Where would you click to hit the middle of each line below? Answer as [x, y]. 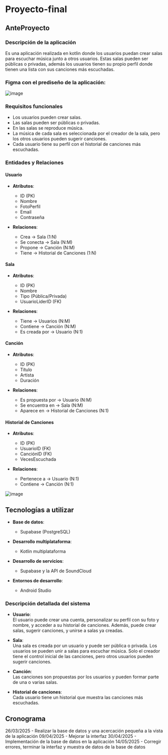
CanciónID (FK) [36, 454]
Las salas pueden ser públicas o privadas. [56, 123]
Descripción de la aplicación [41, 42]
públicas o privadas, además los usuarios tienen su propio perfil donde [79, 64]
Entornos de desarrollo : [38, 581]
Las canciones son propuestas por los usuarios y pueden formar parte [86, 677]
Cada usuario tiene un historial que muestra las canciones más [78, 697]
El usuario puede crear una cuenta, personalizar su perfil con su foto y [86, 620]
